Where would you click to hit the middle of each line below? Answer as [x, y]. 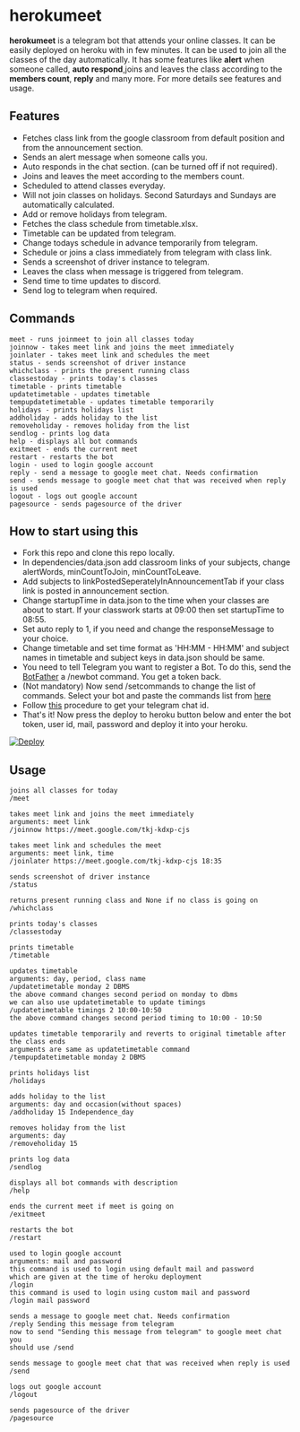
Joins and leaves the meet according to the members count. [133, 176]
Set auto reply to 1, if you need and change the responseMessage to [148, 629]
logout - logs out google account [74, 496]
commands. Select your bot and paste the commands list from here [146, 696]
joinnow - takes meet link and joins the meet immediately [122, 347]
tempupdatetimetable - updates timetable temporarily [112, 402]
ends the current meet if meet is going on [92, 1207]
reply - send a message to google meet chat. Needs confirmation [133, 473]
